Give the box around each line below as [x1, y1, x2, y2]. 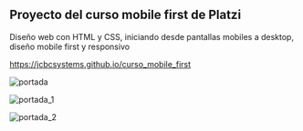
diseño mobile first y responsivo [9, 41, 131, 52]
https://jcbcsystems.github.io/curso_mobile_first [9, 58, 192, 69]
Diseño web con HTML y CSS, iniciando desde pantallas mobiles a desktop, [9, 31, 295, 42]
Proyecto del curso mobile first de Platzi [9, 7, 242, 23]
